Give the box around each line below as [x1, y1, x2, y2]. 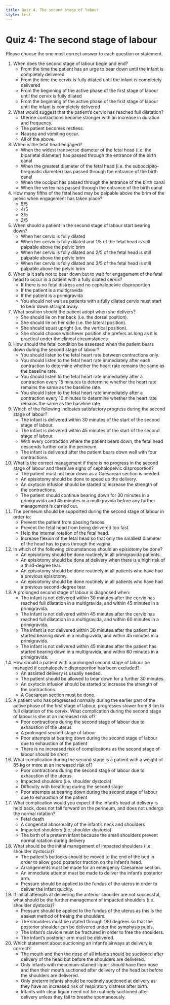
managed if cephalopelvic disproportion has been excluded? [13, 665, 140, 671]
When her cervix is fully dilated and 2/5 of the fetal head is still [20, 249, 151, 255]
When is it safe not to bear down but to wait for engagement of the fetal [13, 271, 163, 277]
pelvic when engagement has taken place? [13, 196, 103, 202]
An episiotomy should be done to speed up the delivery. [20, 476, 138, 482]
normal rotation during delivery [20, 837, 86, 844]
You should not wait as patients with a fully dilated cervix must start [20, 298, 162, 304]
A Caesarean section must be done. [20, 692, 96, 698]
